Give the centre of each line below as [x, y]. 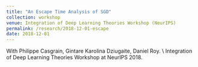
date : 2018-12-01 [28, 34]
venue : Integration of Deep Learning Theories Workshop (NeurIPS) [91, 23]
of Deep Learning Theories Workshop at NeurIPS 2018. [74, 57]
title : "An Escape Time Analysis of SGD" [59, 12]
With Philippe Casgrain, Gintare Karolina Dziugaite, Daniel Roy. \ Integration [99, 51]
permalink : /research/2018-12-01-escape [58, 28]
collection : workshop [33, 17]
